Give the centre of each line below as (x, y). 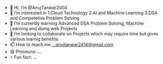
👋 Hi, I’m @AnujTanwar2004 (39, 8)
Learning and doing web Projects (43, 29)
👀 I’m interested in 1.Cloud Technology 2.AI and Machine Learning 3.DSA (84, 13)
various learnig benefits (34, 39)
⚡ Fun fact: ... (23, 57)
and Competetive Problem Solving (44, 18)
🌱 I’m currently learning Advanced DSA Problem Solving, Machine (77, 23)
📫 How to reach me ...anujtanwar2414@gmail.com (61, 45)
